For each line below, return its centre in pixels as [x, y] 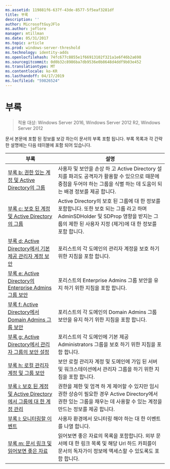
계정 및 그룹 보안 [26, 373]
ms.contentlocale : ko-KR [31, 72]
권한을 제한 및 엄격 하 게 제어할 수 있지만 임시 [109, 386]
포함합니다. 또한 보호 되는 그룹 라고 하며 [102, 209]
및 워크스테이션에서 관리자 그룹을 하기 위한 [106, 369]
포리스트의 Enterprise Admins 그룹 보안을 [105, 280]
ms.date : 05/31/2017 [27, 39]
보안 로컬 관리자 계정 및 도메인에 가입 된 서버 [108, 361]
